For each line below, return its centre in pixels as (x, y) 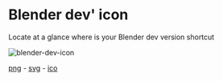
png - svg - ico (33, 68)
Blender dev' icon (68, 15)
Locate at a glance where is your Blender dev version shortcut (111, 37)
